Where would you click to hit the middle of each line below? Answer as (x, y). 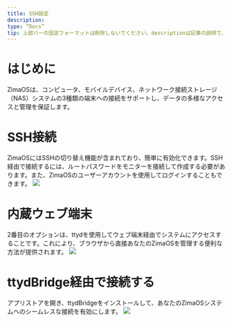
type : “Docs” (26, 26)
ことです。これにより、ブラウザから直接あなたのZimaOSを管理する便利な (118, 243)
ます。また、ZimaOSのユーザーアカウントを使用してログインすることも (115, 175)
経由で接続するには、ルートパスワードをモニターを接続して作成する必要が (113, 167)
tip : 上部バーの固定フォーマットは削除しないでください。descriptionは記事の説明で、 (117, 33)
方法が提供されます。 (37, 252)
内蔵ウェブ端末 (50, 214)
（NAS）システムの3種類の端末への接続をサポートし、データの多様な (106, 98)
